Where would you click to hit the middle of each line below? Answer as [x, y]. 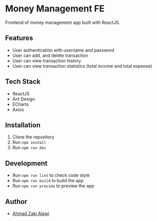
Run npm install [29, 142]
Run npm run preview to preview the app [53, 186]
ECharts [20, 104]
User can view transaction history [47, 61]
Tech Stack [23, 82]
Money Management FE [55, 9]
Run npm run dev [29, 148]
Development [26, 163]
